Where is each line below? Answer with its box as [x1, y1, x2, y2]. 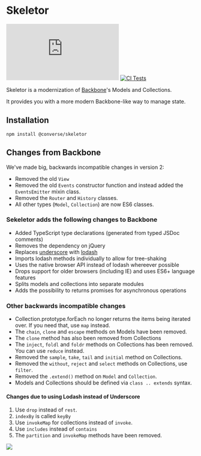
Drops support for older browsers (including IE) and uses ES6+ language [14, 267, 195, 275]
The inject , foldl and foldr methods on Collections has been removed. [14, 341, 194, 348]
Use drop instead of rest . [14, 406, 77, 413]
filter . [14, 366, 33, 374]
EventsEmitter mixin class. [14, 187, 81, 195]
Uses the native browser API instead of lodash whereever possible [14, 261, 179, 268]
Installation [6, 115, 49, 126]
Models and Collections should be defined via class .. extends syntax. [14, 379, 192, 386]
